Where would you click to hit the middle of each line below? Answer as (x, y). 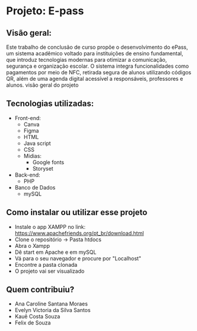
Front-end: (28, 118)
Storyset (43, 168)
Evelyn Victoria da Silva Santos (53, 310)
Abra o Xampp (32, 245)
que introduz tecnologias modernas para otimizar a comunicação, (87, 60)
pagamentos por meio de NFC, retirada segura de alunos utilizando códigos (99, 72)
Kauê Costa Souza (37, 317)
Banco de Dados (35, 187)
